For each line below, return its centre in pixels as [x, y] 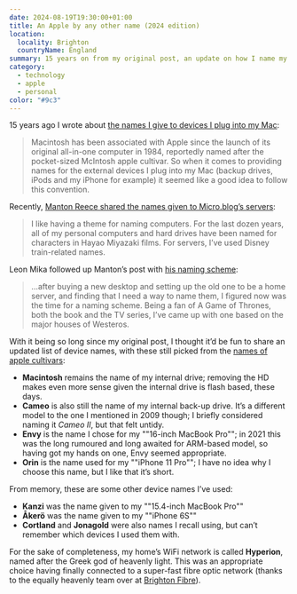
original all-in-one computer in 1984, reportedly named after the [147, 152]
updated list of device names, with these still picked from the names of [138, 351]
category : [27, 67]
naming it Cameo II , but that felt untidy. [93, 425]
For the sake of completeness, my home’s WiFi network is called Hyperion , [146, 552]
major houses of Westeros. [80, 324]
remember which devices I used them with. [101, 535]
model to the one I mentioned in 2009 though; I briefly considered [142, 416]
